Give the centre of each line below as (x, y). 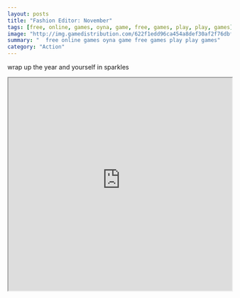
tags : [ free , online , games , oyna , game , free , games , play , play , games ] (120, 27)
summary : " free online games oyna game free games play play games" (114, 40)
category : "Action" (36, 47)
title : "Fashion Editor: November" (60, 21)
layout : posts (28, 14)
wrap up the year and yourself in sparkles (68, 67)
